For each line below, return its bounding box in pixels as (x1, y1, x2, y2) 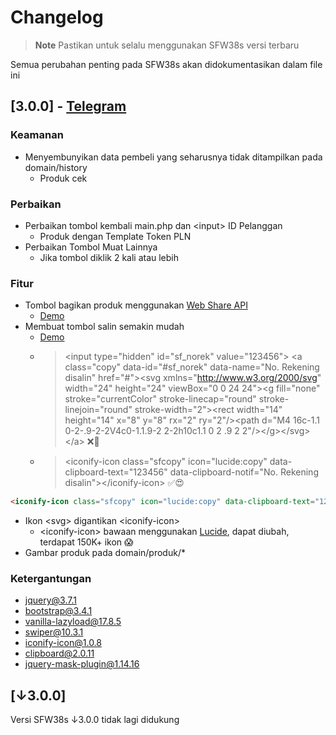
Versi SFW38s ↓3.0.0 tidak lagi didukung (10, 714, 180, 726)
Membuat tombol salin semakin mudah (24, 321, 185, 333)
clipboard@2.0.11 (24, 647, 95, 660)
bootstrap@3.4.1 (24, 605, 93, 617)
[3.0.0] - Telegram (10, 98, 127, 115)
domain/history (24, 161, 88, 173)
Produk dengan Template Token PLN (39, 230, 192, 242)
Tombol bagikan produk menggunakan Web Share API (24, 299, 248, 311)
